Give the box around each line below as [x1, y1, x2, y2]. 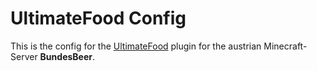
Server [10, 50, 38, 62]
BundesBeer [39, 50, 93, 62]
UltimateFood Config [10, 7, 187, 30]
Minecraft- [263, 40, 308, 52]
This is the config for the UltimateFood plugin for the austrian [10, 40, 262, 52]
